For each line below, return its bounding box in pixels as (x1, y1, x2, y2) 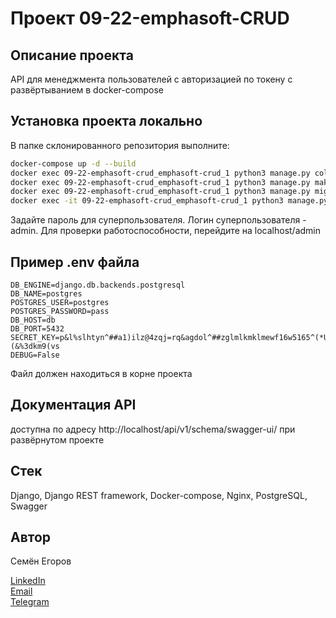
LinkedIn (10, 575, 46, 587)
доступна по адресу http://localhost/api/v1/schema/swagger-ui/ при (10, 423, 296, 435)
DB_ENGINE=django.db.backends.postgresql (10, 280, 186, 290)
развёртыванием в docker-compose (10, 84, 164, 96)
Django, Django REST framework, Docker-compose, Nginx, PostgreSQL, (10, 489, 308, 501)
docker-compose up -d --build (10, 158, 137, 169)
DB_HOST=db (10, 315, 56, 325)
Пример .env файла (10, 253, 140, 271)
